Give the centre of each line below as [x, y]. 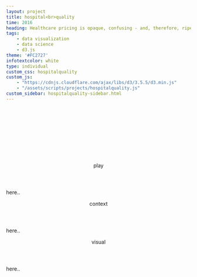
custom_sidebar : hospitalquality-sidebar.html [64, 94]
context [98, 203]
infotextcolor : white [33, 61]
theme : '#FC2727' [27, 55]
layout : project [26, 11]
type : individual [27, 66]
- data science [35, 45]
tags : [13, 34]
